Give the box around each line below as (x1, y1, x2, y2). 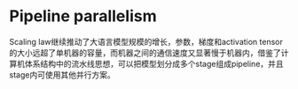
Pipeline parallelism (9, 6, 157, 26)
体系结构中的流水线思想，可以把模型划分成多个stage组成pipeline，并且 (24, 58, 284, 69)
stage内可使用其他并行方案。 (9, 69, 115, 80)
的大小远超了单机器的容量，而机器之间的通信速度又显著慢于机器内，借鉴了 (9, 47, 281, 58)
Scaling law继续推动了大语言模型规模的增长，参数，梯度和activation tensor (9, 36, 284, 47)
